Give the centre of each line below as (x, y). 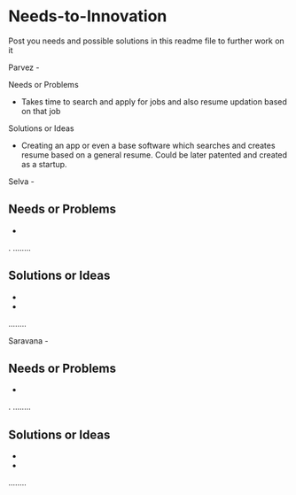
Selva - (21, 181)
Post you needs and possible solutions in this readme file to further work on (146, 41)
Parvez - (24, 67)
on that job (41, 111)
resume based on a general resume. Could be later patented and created (154, 155)
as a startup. (44, 164)
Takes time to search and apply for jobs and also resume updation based (154, 101)
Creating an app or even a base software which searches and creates (148, 145)
